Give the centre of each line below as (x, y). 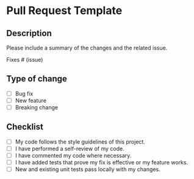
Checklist (25, 127)
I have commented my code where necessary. (73, 155)
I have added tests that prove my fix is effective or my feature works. (101, 162)
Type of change (37, 79)
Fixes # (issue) (25, 60)
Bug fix (24, 93)
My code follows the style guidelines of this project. (80, 142)
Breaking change (37, 107)
